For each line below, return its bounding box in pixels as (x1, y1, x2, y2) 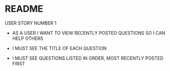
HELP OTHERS (12, 35, 44, 41)
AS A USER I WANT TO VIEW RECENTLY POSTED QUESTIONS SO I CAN (12, 30, 165, 36)
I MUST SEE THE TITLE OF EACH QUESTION (12, 45, 107, 51)
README (5, 3, 44, 15)
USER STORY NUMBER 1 (5, 20, 57, 26)
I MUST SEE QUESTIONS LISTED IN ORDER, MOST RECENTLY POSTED (12, 55, 164, 61)
